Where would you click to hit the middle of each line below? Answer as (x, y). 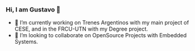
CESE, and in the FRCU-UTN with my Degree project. (81, 29)
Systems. (26, 42)
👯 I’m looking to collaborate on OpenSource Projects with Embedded (101, 35)
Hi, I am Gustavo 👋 (33, 10)
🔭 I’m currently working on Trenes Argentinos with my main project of (102, 23)
